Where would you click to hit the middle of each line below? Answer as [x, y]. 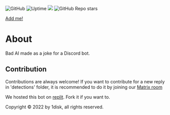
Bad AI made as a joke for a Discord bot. [48, 53]
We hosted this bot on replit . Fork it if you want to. [58, 97]
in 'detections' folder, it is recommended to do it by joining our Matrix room [84, 87]
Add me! [14, 18]
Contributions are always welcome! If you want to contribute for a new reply [85, 81]
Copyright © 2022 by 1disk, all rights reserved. [54, 107]
